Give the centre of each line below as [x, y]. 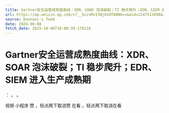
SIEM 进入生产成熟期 [48, 80]
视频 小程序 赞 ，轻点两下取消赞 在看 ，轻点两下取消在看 [63, 105]
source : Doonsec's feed [30, 19]
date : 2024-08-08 [23, 24]
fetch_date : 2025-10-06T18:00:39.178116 [48, 29]
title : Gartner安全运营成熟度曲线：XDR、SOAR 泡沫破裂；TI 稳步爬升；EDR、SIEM [82, 10]
